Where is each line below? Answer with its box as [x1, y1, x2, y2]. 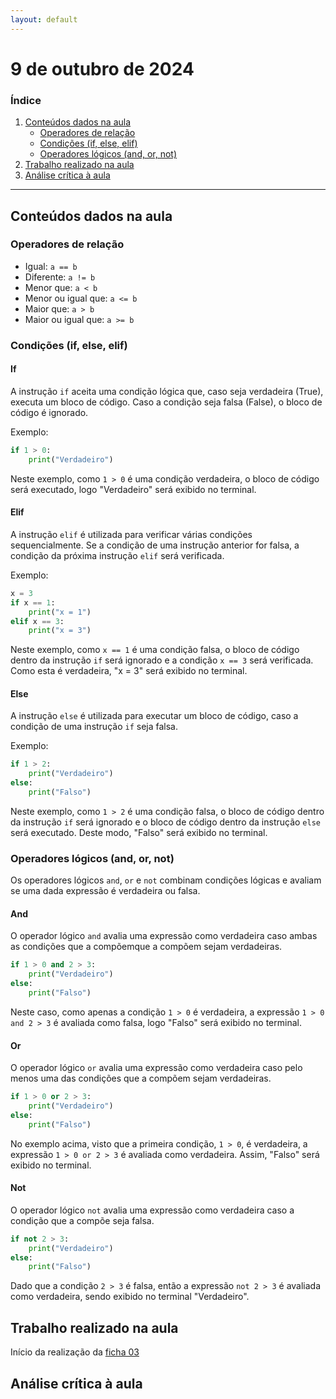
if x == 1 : [10, 597, 56, 608]
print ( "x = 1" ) [28, 607, 92, 617]
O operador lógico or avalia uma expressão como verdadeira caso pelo [10, 1062, 303, 1074]
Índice [10, 93, 42, 107]
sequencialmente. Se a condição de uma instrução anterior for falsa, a [10, 539, 300, 551]
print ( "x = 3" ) [28, 626, 92, 636]
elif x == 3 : [10, 616, 65, 626]
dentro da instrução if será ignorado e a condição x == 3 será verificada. [10, 654, 314, 666]
